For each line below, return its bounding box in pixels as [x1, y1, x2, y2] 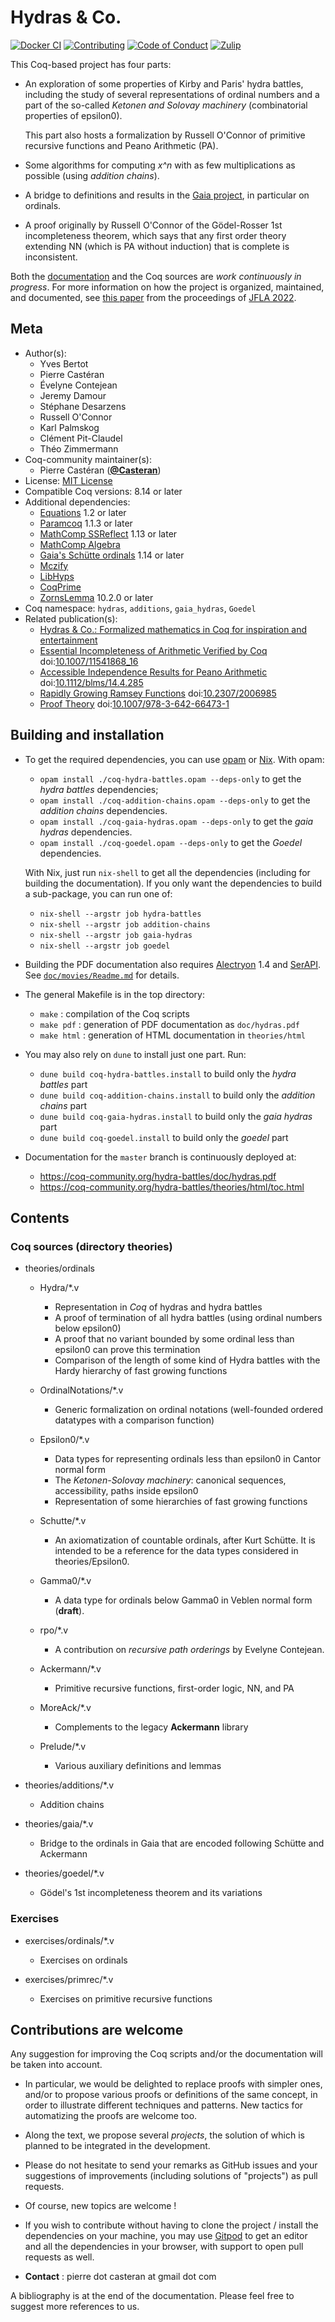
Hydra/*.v [39, 1282, 80, 1294]
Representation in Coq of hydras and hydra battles [54, 1301, 263, 1313]
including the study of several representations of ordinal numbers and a [24, 88, 320, 100]
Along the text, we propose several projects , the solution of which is [24, 2129, 305, 2141]
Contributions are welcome [10, 2021, 184, 2038]
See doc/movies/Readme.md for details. [24, 969, 180, 981]
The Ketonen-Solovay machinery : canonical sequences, [54, 1474, 287, 1486]
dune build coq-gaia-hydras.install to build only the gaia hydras [39, 1110, 313, 1122]
